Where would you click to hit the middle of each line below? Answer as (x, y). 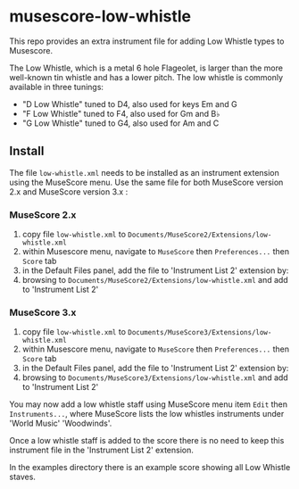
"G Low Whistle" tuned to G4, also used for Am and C (120, 123)
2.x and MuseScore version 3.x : (69, 191)
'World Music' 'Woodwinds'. (61, 423)
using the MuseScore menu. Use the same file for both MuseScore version (146, 182)
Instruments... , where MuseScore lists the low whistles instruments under (147, 414)
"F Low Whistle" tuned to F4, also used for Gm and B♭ (121, 113)
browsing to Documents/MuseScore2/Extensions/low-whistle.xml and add (155, 280)
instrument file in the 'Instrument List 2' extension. (101, 450)
